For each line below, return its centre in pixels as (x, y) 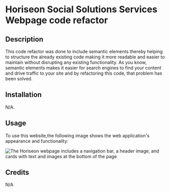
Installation (23, 95)
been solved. (19, 79)
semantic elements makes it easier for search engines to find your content (83, 68)
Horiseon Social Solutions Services (81, 9)
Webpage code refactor (57, 20)
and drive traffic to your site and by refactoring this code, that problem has (84, 73)
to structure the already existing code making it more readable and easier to (85, 57)
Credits (17, 173)
